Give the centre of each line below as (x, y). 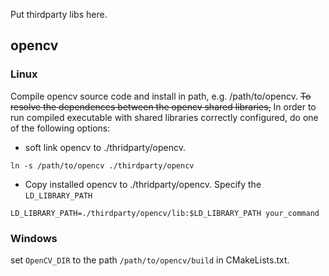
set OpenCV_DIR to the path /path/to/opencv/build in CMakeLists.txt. (150, 260)
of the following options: (60, 128)
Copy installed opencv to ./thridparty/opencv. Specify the (143, 184)
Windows (34, 238)
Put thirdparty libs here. (59, 14)
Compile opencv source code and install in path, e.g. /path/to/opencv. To (161, 96)
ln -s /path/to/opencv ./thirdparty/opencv (102, 165)
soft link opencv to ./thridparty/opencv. (105, 147)
